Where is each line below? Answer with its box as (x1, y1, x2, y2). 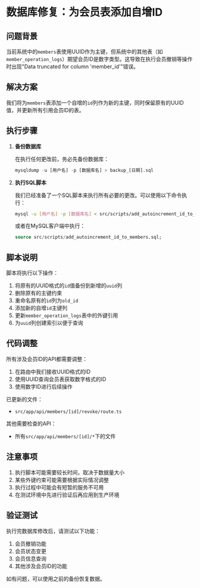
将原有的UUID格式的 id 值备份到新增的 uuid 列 (14, 282, 123, 290)
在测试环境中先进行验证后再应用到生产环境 (14, 491, 120, 498)
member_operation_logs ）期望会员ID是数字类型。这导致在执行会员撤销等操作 (6, 56, 193, 63)
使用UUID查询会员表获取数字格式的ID (14, 375, 107, 383)
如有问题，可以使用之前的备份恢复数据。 (6, 575, 105, 582)
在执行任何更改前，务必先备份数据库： (14, 155, 109, 162)
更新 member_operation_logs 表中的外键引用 (14, 312, 118, 319)
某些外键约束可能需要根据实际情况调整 (14, 476, 109, 484)
